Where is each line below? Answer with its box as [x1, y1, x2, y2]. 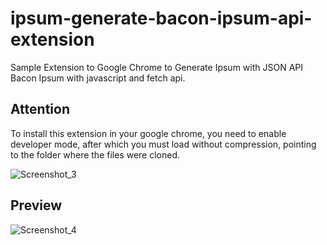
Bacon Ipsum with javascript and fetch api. [10, 72, 186, 84]
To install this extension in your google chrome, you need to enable [10, 127, 287, 139]
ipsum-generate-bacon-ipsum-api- [10, 7, 313, 30]
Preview [10, 197, 63, 214]
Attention [10, 101, 70, 118]
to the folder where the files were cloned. [10, 148, 181, 161]
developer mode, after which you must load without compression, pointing [10, 138, 317, 150]
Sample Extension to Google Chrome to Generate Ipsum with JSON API [10, 61, 304, 73]
